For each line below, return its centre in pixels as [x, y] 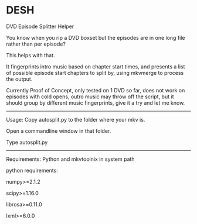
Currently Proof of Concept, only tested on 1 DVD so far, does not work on [96, 90]
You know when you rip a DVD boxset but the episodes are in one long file [96, 37]
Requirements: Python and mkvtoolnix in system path [70, 159]
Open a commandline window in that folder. [59, 131]
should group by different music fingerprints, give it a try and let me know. [96, 102]
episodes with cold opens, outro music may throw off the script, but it [90, 97]
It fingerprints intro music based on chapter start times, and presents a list [96, 66]
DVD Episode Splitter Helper [40, 26]
